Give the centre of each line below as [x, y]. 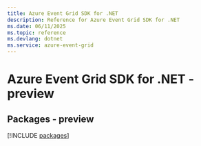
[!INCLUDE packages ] [38, 135]
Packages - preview [51, 119]
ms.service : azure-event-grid [51, 45]
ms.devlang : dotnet [35, 39]
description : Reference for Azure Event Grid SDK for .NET [94, 20]
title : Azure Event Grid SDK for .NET [63, 13]
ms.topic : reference [37, 33]
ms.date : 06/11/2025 [37, 26]
